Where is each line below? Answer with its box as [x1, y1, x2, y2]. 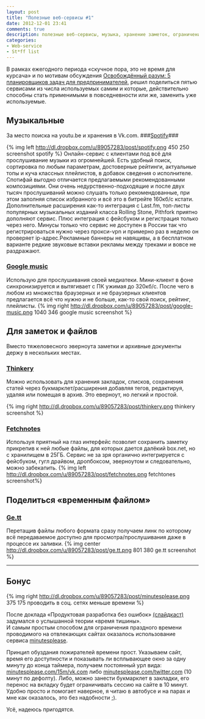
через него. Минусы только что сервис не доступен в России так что [6, 221, 187, 229]
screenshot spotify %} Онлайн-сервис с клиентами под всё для [6, 150, 172, 157]
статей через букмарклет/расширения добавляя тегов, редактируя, [6, 384, 184, 392]
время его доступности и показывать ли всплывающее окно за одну [6, 655, 186, 662]
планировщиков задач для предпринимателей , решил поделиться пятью [6, 78, 197, 85]
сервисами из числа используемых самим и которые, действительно [6, 85, 189, 92]
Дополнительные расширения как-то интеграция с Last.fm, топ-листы [6, 202, 190, 209]
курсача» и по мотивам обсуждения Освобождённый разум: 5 [6, 71, 171, 79]
